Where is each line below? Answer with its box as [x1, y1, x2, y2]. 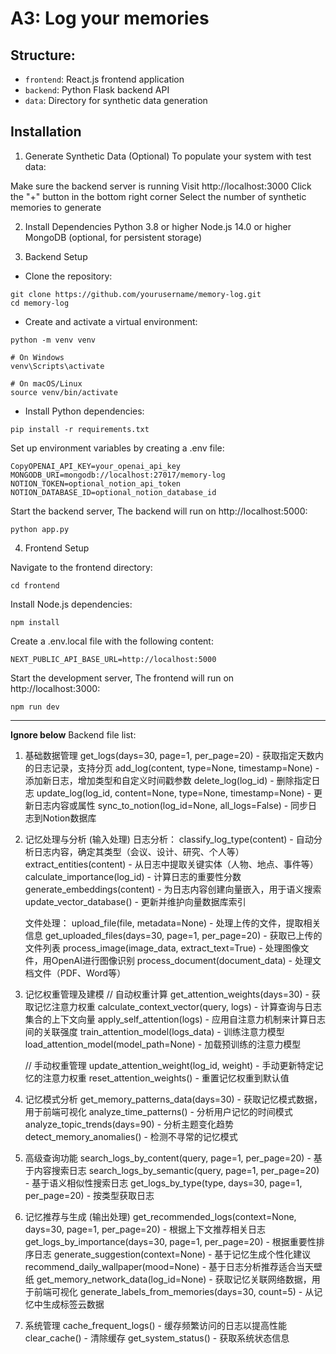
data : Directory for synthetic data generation [24, 95, 208, 106]
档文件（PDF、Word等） [24, 967, 127, 979]
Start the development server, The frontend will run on [10, 672, 235, 684]
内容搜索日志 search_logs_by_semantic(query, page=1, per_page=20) [33, 1164, 320, 1176]
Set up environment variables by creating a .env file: [10, 442, 225, 454]
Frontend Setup [24, 542, 90, 554]
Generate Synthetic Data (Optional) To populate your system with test [24, 150, 312, 162]
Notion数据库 [42, 812, 97, 824]
